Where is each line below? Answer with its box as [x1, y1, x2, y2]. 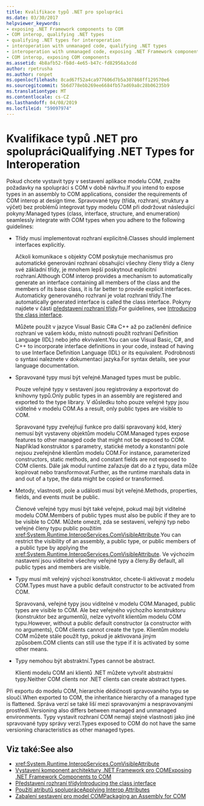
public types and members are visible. [15, 563, 111, 571]
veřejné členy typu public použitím [15, 525, 102, 532]
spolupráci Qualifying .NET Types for [6, 144, 195, 159]
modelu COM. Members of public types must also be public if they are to [15, 512, 196, 519]
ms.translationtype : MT [6, 88, 67, 95]
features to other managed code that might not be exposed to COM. [15, 437, 186, 444]
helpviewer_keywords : [6, 20, 61, 26]
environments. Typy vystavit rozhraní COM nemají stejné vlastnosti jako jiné [6, 713, 195, 721]
